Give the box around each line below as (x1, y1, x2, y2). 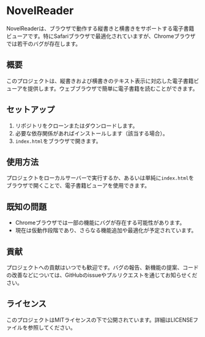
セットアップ (6, 105, 55, 115)
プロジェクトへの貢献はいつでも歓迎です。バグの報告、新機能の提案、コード (6, 264, 199, 271)
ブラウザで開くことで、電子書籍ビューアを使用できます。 (6, 182, 151, 189)
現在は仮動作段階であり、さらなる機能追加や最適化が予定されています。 (15, 227, 197, 234)
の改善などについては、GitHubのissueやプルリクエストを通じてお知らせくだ (6, 271, 198, 279)
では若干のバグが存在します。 (6, 40, 81, 47)
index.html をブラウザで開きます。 (15, 137, 102, 145)
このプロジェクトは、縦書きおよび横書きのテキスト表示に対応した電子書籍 (6, 77, 194, 85)
